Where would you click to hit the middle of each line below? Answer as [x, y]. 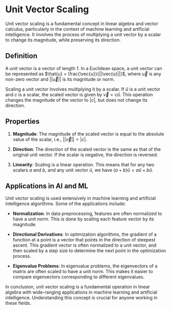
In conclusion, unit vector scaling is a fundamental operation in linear [78, 287]
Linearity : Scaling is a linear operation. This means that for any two [83, 164]
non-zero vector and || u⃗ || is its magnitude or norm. [60, 79]
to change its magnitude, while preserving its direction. [63, 40]
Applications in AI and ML [47, 186]
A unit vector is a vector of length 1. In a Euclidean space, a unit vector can [84, 68]
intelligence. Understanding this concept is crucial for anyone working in [81, 298]
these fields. [18, 303]
